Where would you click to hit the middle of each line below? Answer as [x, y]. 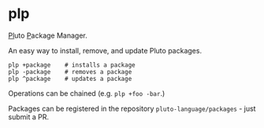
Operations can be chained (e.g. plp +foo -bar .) [87, 93]
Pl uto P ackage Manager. [48, 35]
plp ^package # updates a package [70, 79]
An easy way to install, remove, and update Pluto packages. [105, 50]
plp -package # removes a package [70, 71]
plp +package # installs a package [72, 65]
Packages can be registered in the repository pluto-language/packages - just [132, 108]
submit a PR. [29, 117]
